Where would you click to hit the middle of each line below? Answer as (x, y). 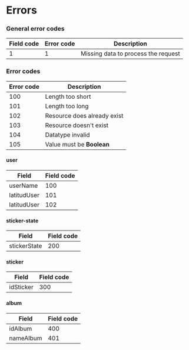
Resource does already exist (84, 115)
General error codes (35, 29)
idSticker (21, 287)
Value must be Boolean (77, 144)
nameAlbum (26, 338)
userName (24, 185)
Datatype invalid (67, 135)
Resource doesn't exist (77, 125)
